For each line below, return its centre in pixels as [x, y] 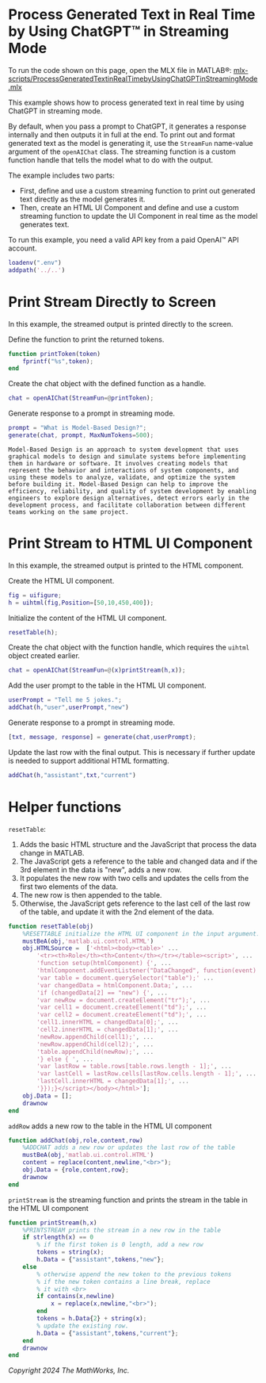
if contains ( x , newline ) [76, 1297]
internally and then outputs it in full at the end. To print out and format [122, 134]
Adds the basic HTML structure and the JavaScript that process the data [138, 844]
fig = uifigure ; [35, 595]
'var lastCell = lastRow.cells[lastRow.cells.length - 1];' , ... [147, 1074]
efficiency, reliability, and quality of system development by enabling [133, 491]
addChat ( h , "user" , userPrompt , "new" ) [68, 707]
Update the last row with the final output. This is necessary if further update [132, 752]
